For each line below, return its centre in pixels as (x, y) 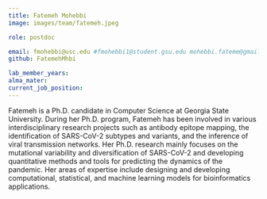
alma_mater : (28, 81)
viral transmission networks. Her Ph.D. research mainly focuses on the (123, 144)
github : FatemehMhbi (43, 59)
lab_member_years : (39, 73)
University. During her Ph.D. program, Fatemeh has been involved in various (132, 119)
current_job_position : (46, 88)
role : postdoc (32, 37)
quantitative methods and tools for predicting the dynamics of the (116, 161)
